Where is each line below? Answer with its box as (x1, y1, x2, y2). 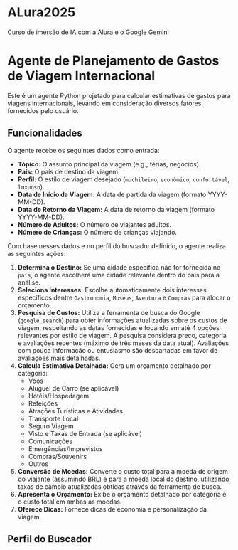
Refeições (28, 399, 58, 408)
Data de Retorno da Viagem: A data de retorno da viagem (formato (17, 205, 215, 213)
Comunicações (28, 437, 73, 445)
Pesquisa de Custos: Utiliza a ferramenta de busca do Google (17, 308, 200, 317)
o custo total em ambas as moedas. (17, 497, 122, 506)
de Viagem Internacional (7, 68, 156, 84)
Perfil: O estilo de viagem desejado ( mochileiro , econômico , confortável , (17, 175, 229, 184)
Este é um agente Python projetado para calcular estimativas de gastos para (7, 91, 231, 100)
